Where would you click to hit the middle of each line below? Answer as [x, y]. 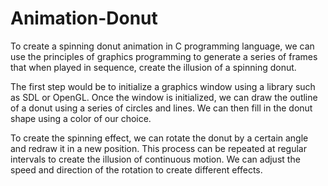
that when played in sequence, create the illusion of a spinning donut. [153, 67]
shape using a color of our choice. [81, 118]
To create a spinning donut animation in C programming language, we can [162, 46]
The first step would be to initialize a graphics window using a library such [163, 86]
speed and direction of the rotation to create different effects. [136, 169]
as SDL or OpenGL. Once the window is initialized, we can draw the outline [164, 97]
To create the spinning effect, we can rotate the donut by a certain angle [159, 138]
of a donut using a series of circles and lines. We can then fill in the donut [161, 108]
